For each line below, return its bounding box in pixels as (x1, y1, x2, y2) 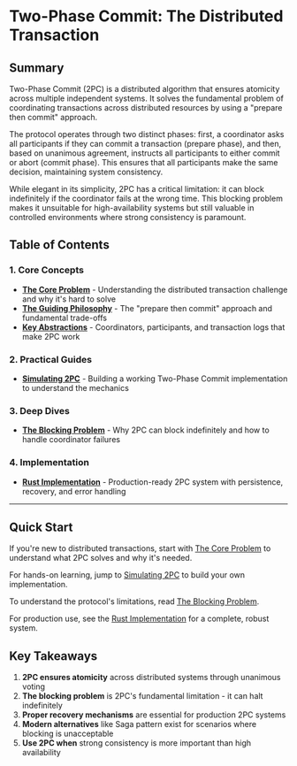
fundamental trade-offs (21, 312, 108, 323)
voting (21, 681, 46, 692)
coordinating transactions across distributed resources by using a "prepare (9, 103, 283, 112)
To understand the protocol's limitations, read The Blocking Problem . (9, 596, 260, 607)
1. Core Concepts (9, 264, 84, 276)
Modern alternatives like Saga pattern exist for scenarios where (21, 719, 257, 730)
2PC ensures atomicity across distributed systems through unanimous (21, 672, 281, 683)
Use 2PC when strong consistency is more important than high (21, 738, 252, 748)
